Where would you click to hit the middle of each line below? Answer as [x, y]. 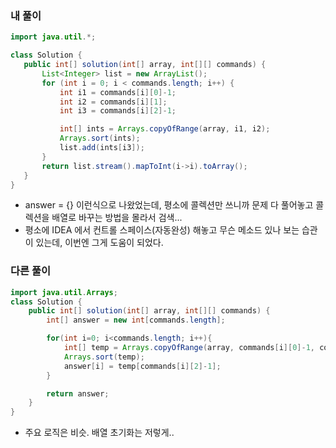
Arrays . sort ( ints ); [100, 138]
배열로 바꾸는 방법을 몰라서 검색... [117, 218]
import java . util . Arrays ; [64, 292]
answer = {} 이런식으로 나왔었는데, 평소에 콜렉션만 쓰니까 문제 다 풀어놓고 [169, 205]
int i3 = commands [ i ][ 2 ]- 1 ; [118, 111]
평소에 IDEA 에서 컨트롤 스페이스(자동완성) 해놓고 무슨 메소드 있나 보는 [162, 230]
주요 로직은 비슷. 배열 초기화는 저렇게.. [99, 433]
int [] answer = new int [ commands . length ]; [136, 320]
